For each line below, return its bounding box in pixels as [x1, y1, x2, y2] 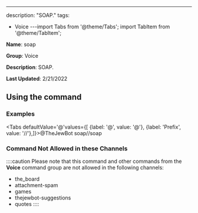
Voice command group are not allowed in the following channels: [6, 163, 164, 171]
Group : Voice [6, 53, 38, 59]
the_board [14, 175, 40, 182]
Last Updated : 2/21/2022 [6, 75, 68, 82]
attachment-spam [14, 181, 58, 189]
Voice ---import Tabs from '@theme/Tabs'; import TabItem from [14, 23, 170, 30]
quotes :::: [14, 200, 39, 207]
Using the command [6, 92, 82, 102]
